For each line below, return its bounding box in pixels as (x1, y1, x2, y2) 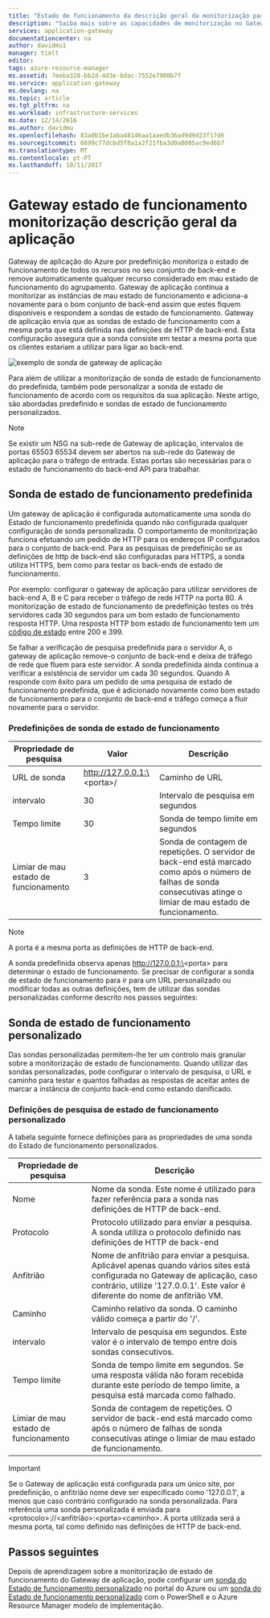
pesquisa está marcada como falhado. (91, 1390, 235, 1401)
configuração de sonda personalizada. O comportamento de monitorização (8, 526, 258, 536)
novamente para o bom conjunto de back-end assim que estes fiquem (8, 299, 241, 310)
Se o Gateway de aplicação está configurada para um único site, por (8, 1479, 235, 1489)
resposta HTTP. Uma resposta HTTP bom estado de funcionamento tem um (8, 618, 260, 628)
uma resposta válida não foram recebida (91, 1370, 243, 1381)
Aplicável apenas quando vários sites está (91, 1260, 251, 1271)
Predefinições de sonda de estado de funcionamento (8, 722, 219, 733)
